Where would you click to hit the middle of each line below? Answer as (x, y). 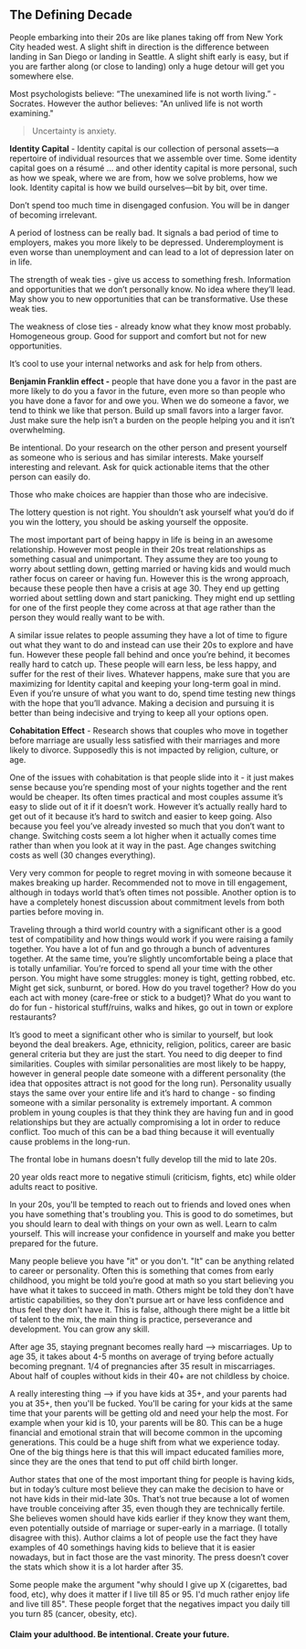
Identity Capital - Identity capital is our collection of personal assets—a (144, 148)
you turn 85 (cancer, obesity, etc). (73, 1613)
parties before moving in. (57, 911)
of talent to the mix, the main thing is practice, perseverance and (131, 1319)
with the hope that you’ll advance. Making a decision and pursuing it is (142, 702)
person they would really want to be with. (87, 617)
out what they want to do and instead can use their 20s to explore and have (152, 645)
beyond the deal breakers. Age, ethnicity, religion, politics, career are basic (151, 1044)
